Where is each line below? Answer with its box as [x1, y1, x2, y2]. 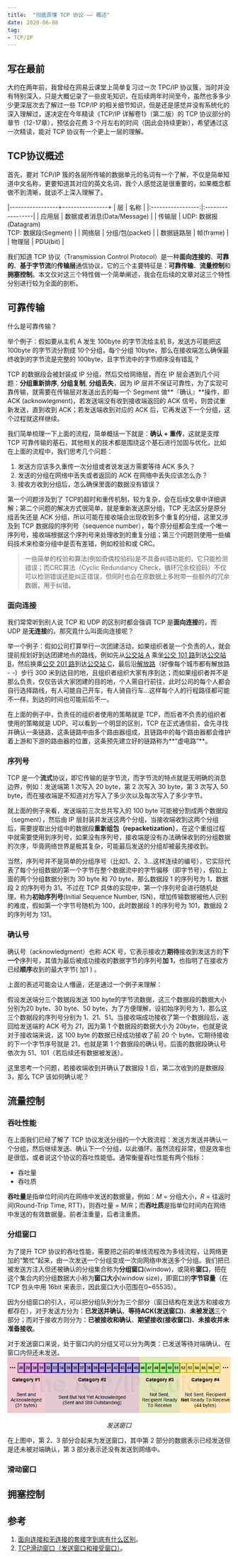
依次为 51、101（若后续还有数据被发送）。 [7, 1048, 127, 1057]
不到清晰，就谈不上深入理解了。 [13, 188, 107, 197]
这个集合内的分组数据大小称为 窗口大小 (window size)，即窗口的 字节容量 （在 [7, 1274, 228, 1282]
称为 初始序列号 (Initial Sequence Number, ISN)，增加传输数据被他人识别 [19, 893, 228, 901]
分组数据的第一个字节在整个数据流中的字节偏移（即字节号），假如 [31, 866, 222, 874]
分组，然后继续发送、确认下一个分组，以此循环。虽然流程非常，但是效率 [13, 1145, 225, 1153]
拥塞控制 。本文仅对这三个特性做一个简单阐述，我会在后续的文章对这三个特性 [7, 270, 231, 278]
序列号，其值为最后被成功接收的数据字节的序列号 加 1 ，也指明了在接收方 [20, 956, 229, 964]
